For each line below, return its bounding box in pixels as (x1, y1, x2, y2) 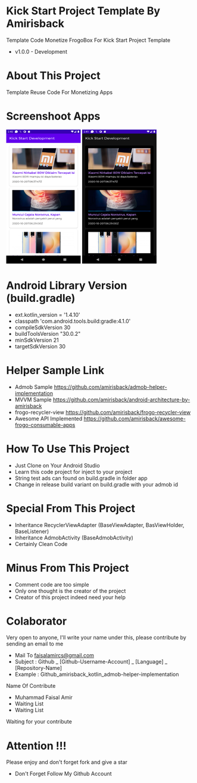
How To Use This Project (6, 442, 130, 456)
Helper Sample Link (6, 363, 105, 377)
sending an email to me (6, 640, 64, 647)
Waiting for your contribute (6, 718, 73, 725)
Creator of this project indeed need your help (14, 594, 126, 601)
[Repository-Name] (14, 665, 62, 672)
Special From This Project (6, 501, 136, 515)
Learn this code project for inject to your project (14, 468, 133, 475)
